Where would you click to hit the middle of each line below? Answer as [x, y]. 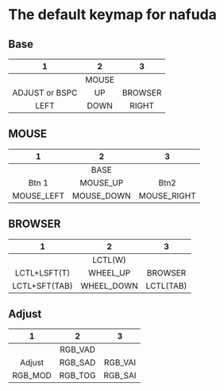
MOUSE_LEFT [39, 195]
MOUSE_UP [102, 182]
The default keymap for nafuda [112, 15]
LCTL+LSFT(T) [42, 272]
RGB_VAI [120, 362]
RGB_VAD [77, 350]
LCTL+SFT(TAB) [42, 286]
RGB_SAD [77, 362]
